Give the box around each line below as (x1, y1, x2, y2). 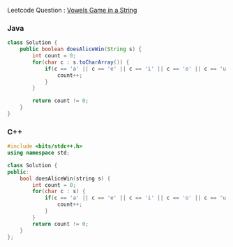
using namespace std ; (7, 150, 70, 157)
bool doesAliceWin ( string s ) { (20, 175, 111, 182)
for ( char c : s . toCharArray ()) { (32, 59, 130, 66)
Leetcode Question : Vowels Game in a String (7, 6, 137, 14)
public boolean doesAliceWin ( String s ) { (20, 45, 142, 53)
